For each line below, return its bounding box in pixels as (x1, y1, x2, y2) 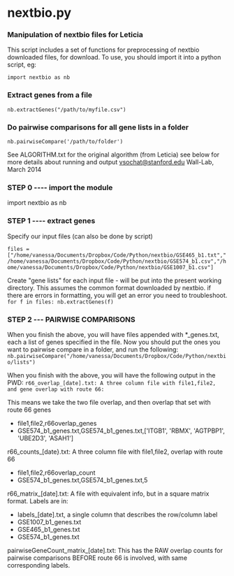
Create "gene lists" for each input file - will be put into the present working (7, 276, 222, 285)
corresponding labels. (7, 561, 71, 569)
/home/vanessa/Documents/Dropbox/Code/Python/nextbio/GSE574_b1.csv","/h (7, 257, 227, 265)
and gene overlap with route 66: (7, 386, 105, 393)
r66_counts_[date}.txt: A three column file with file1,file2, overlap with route (7, 447, 224, 456)
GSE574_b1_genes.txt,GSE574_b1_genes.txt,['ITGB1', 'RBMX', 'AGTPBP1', (17, 426, 226, 435)
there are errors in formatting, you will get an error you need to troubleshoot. (7, 291, 228, 299)
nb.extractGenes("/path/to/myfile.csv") (7, 106, 127, 113)
